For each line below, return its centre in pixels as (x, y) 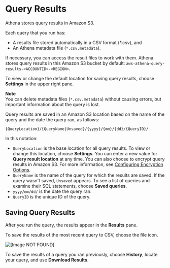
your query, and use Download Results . (47, 260)
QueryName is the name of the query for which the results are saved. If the (89, 175)
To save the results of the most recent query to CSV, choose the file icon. (82, 234)
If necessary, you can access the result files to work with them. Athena (79, 58)
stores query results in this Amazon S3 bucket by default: (65, 63)
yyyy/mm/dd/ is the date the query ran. (52, 191)
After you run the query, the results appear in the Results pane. (72, 225)
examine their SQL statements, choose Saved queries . (70, 186)
